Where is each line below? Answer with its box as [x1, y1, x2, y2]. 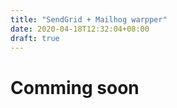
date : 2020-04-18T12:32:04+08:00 [10, 24, 150, 34]
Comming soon [10, 76, 140, 99]
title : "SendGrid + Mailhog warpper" [10, 14, 168, 25]
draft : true [10, 33, 60, 43]
